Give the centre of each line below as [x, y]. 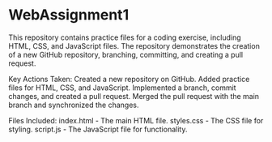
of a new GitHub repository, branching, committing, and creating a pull [126, 54]
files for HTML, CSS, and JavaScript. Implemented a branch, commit [122, 88]
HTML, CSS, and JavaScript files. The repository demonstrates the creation [134, 45]
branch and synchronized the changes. [74, 105]
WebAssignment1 [69, 15]
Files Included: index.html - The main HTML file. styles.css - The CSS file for [136, 120]
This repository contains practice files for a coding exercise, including [125, 37]
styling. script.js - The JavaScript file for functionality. [98, 129]
